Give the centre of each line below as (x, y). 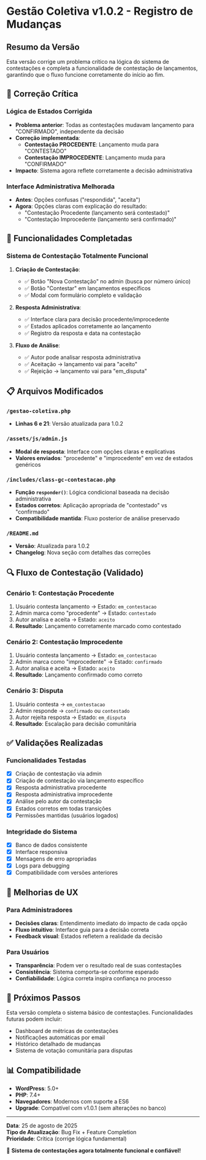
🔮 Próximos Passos (44, 998)
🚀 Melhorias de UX (42, 892)
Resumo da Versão (43, 47)
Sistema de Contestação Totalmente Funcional (77, 256)
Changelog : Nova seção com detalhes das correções (83, 553)
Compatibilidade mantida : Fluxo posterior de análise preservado (97, 518)
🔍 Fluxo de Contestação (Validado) (75, 573)
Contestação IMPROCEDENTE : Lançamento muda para (95, 157)
